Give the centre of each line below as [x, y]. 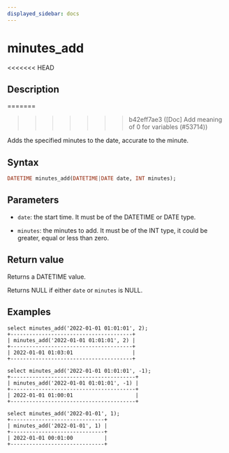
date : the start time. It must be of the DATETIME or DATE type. [106, 217]
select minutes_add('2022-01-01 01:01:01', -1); [79, 371]
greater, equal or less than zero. [63, 238]
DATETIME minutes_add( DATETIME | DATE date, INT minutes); [92, 178]
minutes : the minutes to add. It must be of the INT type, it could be [112, 230]
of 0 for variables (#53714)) [168, 127]
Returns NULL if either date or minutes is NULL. [75, 290]
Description [33, 89]
